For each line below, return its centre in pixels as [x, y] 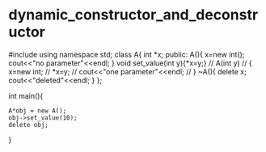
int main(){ [26, 95]
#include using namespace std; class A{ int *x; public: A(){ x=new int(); [127, 54]
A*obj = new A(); [38, 111]
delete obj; [28, 125]
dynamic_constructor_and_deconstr [133, 15]
